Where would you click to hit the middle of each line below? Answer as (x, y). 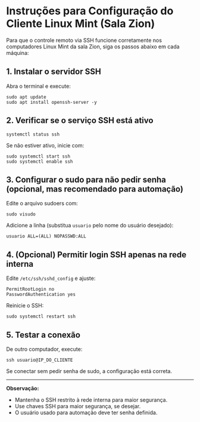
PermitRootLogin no (30, 289)
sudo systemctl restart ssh (41, 317)
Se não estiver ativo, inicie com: (45, 145)
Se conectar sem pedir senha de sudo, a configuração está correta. (89, 371)
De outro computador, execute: (44, 349)
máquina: (18, 53)
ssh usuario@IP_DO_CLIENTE (40, 360)
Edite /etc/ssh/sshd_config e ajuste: (51, 278)
